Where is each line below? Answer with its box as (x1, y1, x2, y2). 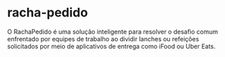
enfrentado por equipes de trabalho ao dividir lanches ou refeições (7, 34, 200, 43)
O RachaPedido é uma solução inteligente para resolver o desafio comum (7, 27, 218, 36)
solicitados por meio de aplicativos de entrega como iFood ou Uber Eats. (7, 42, 216, 50)
